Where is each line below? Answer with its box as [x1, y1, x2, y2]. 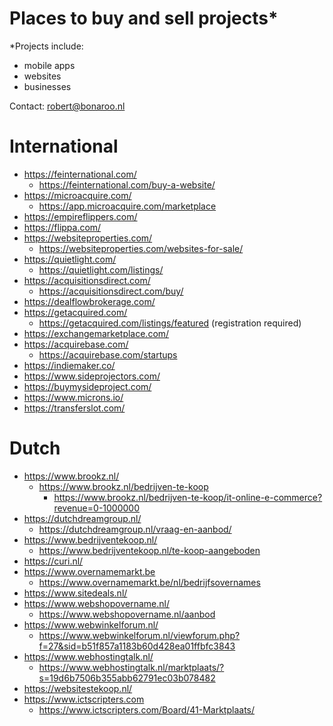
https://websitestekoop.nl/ [23, 682, 133, 694]
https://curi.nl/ [23, 555, 84, 567]
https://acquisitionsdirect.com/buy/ [38, 285, 184, 297]
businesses [23, 80, 72, 92]
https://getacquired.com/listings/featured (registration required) [38, 317, 302, 329]
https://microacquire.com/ [23, 189, 132, 201]
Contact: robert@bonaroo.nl [9, 100, 126, 112]
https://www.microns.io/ [23, 391, 124, 403]
